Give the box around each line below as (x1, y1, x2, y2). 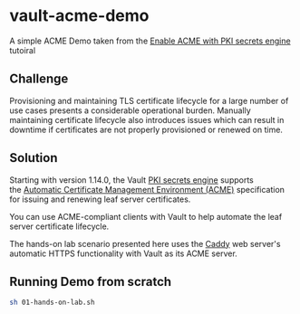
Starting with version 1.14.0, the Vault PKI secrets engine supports (9, 174, 254, 186)
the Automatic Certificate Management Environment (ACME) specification (9, 184, 285, 195)
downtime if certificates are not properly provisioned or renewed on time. (9, 124, 284, 135)
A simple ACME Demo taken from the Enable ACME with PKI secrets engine (9, 35, 292, 46)
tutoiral (9, 44, 36, 55)
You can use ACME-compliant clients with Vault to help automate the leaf (9, 211, 283, 222)
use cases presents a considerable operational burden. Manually (9, 105, 251, 116)
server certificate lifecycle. (9, 221, 110, 232)
